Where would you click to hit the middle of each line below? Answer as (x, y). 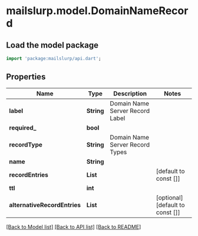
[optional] (169, 197)
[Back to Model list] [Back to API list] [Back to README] (74, 227)
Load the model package (52, 45)
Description (130, 94)
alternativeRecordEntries (45, 205)
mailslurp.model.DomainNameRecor (97, 11)
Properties (26, 77)
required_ (23, 128)
